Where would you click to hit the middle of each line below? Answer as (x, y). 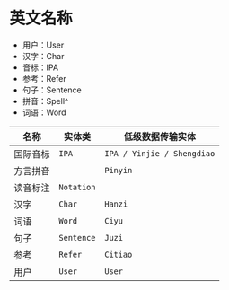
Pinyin (119, 170)
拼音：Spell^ (45, 101)
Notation (77, 187)
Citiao (119, 254)
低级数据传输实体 (159, 136)
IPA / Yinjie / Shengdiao (160, 153)
